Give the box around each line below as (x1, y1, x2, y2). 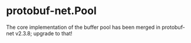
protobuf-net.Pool (6, 4, 97, 18)
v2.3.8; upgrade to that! (15, 29, 73, 37)
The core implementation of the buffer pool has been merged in (6, 24, 161, 31)
